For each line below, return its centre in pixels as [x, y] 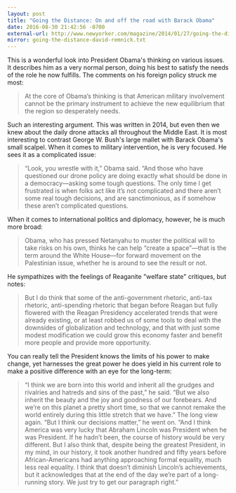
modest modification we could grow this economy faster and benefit [123, 335]
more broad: [25, 227]
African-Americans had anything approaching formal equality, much [123, 460]
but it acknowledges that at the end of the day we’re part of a [113, 475]
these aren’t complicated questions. [76, 206]
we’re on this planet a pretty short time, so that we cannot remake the [125, 407]
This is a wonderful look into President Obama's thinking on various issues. [116, 60]
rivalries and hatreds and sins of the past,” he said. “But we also [117, 392]
